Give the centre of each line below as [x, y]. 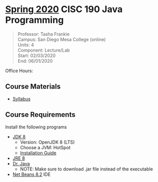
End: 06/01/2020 [35, 61]
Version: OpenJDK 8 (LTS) [47, 142]
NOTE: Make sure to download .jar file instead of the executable [86, 169]
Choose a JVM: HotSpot [45, 147]
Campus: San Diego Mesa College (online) [62, 39]
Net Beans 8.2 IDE [32, 174]
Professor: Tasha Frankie [43, 34]
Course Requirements [40, 115]
